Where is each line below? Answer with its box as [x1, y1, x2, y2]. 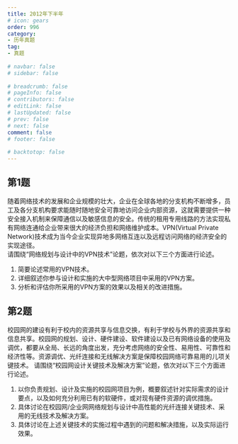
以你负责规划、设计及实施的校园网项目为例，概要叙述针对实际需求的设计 [17, 385, 229, 393]
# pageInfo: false [7, 89, 62, 96]
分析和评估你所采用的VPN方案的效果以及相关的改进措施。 [17, 283, 186, 291]
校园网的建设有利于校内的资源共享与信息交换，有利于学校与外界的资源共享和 [7, 325, 231, 334]
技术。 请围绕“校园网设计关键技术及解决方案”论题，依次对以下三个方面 [13, 360, 220, 369]
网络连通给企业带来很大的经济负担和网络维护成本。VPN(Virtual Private [13, 223, 219, 232]
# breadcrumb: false [7, 83, 69, 90]
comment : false [7, 129, 52, 136]
